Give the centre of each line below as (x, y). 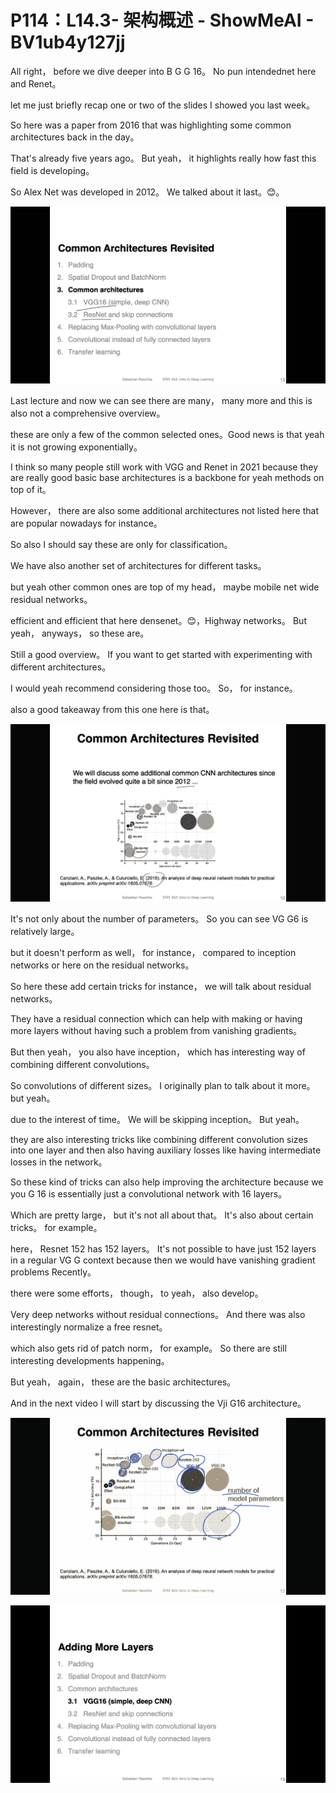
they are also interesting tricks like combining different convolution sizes (159, 1139)
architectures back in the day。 (75, 137)
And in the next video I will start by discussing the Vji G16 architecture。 (158, 1403)
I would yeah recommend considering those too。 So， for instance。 (154, 688)
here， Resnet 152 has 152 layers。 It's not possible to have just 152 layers (163, 1248)
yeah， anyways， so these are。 (80, 633)
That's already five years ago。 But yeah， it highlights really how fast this (163, 158)
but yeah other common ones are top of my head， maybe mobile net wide (165, 587)
